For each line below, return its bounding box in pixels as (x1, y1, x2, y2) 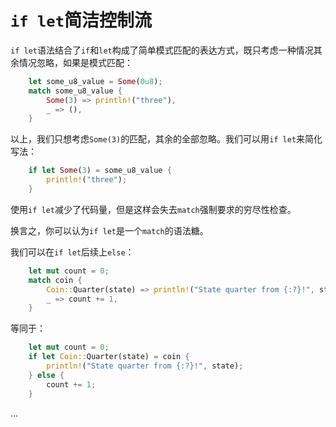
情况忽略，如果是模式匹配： (18, 56, 133, 68)
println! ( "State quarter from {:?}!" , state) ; (46, 361, 244, 371)
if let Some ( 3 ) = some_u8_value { (28, 166, 172, 176)
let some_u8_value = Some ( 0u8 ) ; (28, 76, 163, 86)
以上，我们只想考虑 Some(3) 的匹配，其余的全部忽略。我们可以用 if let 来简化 (10, 133, 323, 145)
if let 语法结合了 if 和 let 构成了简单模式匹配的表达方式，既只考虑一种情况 (10, 44, 314, 56)
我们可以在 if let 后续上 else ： (10, 246, 135, 258)
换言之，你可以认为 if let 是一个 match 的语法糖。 (10, 224, 209, 236)
